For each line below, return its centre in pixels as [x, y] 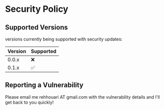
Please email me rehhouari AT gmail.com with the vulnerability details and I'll [82, 97]
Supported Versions [36, 27]
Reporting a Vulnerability [44, 85]
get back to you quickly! [29, 102]
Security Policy [37, 9]
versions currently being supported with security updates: [64, 39]
